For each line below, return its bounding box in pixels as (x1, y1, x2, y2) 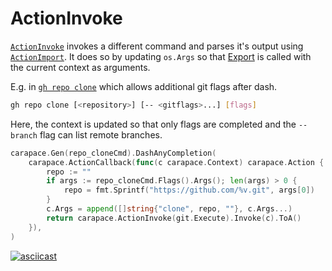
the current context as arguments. (10, 61, 151, 73)
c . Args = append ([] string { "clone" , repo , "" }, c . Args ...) (46, 204, 293, 214)
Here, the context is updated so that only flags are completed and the (10, 118, 297, 130)
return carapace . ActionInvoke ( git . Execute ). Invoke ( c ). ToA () (46, 213, 302, 223)
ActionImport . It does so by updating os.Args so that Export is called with (10, 50, 312, 62)
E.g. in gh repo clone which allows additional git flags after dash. (10, 80, 278, 92)
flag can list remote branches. (39, 128, 163, 141)
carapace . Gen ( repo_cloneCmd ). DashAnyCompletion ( (10, 148, 217, 158)
